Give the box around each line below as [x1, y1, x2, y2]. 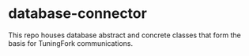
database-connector [8, 5, 148, 23]
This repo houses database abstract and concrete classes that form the [8, 30, 241, 40]
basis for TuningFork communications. [8, 38, 133, 47]
